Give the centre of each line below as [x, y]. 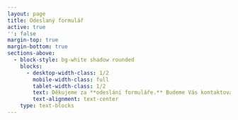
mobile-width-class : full [71, 79]
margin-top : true [33, 40]
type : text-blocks [47, 106]
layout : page [27, 14]
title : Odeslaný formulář [45, 20]
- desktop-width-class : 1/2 [68, 73]
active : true [27, 27]
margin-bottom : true [38, 47]
